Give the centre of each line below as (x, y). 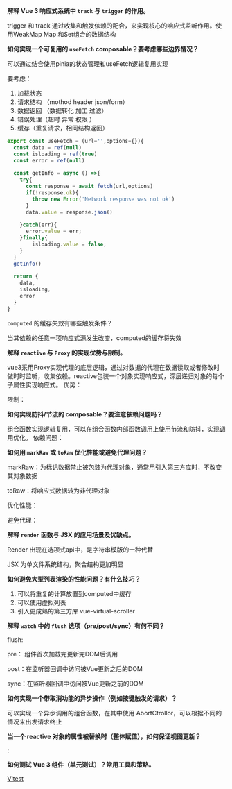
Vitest (16, 778)
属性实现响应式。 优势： (47, 384)
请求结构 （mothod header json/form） (73, 102)
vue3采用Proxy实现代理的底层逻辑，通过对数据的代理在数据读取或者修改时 (114, 367)
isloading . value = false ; (70, 244)
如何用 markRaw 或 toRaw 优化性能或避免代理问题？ (77, 452)
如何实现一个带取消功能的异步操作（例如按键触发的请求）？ (92, 698)
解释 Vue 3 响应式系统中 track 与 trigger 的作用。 (78, 11)
